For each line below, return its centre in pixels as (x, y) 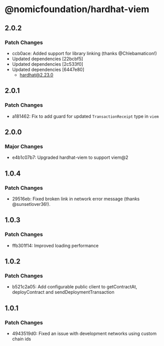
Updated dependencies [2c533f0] (48, 64)
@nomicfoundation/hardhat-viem (77, 9)
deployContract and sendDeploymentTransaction (63, 292)
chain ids (21, 339)
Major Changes (24, 146)
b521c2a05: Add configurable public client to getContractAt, (74, 287)
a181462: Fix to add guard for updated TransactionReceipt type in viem (85, 116)
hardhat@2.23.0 (36, 75)
